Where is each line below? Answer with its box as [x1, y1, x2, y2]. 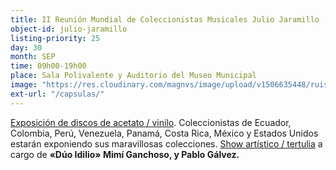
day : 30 [10, 42, 43, 53]
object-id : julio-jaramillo [10, 24, 128, 34]
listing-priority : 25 [10, 33, 101, 43]
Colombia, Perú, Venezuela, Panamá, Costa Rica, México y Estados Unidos [10, 127, 319, 139]
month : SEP [10, 52, 56, 62]
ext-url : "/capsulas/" [10, 89, 105, 99]
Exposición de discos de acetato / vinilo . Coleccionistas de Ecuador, [10, 116, 292, 128]
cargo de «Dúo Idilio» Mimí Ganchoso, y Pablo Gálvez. [10, 148, 240, 160]
